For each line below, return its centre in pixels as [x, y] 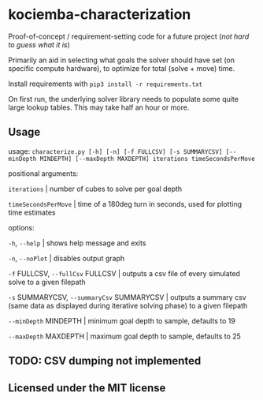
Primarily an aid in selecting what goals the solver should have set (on [121, 60]
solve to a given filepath [47, 282]
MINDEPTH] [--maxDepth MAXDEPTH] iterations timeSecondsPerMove [148, 159]
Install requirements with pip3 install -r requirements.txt [106, 84]
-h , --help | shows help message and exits [77, 243]
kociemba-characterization [100, 15]
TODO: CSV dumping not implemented [105, 361]
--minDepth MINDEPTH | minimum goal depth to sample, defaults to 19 [122, 320]
